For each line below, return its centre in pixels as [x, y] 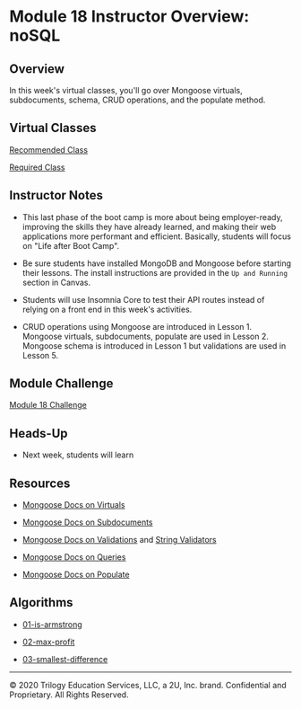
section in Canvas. [56, 282]
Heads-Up [39, 433]
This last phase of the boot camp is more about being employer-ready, [152, 217]
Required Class [37, 167]
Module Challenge [61, 384]
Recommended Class [48, 149]
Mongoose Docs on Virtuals [73, 505]
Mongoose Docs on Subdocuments [88, 522]
